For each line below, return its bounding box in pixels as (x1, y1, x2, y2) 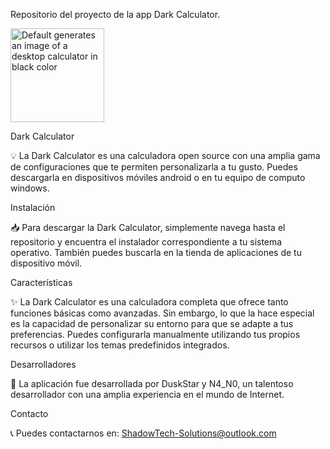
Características (10, 277, 73, 288)
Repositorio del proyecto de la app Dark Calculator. (10, 9, 221, 20)
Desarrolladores (10, 359, 77, 370)
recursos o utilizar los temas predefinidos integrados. (10, 339, 230, 351)
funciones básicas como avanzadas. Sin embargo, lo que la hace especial (10, 307, 315, 319)
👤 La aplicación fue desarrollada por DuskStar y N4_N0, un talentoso (10, 378, 294, 389)
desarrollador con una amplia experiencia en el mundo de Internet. (10, 389, 285, 400)
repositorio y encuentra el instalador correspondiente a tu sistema (10, 236, 283, 248)
